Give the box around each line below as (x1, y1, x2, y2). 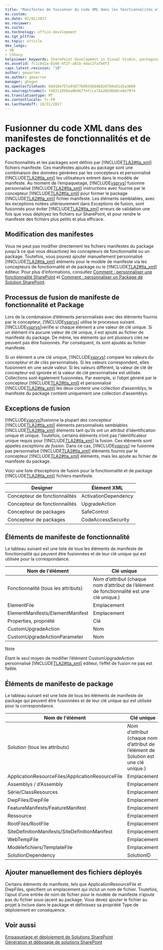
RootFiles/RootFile (7, 820, 49, 827)
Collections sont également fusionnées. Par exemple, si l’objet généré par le (5, 375, 157, 381)
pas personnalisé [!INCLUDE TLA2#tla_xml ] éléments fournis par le (5, 448, 138, 454)
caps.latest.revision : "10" (5, 66, 62, 71)
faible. (5, 666, 18, 671)
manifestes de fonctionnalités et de (5, 133, 151, 144)
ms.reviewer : (5, 20, 32, 26)
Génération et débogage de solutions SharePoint (5, 939, 103, 945)
